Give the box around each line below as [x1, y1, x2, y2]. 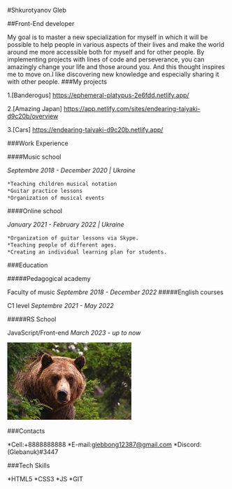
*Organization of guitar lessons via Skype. [7, 235, 139, 242]
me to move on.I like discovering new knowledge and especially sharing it [7, 70, 219, 78]
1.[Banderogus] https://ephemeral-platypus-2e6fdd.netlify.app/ [7, 91, 190, 99]
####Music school [7, 153, 61, 161]
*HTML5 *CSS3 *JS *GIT [7, 475, 84, 483]
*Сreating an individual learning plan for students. [7, 249, 168, 256]
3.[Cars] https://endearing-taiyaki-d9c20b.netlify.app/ [7, 126, 164, 133]
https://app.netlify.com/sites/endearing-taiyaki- [64, 105, 201, 112]
